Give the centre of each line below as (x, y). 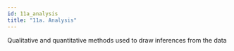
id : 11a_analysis (33, 14)
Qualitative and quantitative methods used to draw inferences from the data (117, 40)
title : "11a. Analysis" (42, 20)
